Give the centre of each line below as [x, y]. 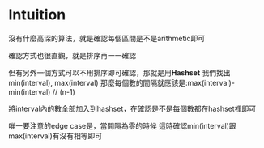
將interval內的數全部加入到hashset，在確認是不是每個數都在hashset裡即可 [132, 108]
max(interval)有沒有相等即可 [55, 136]
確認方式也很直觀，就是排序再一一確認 [72, 55]
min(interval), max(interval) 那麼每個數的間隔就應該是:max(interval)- [121, 82]
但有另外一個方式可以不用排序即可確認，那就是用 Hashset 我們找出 [119, 72]
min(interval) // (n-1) [42, 91]
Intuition [37, 15]
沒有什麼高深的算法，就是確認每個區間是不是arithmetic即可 [106, 38]
